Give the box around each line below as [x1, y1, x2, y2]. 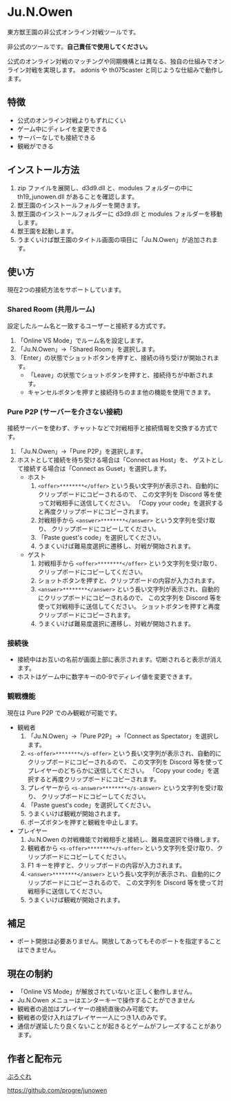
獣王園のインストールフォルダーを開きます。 [17, 201, 144, 209]
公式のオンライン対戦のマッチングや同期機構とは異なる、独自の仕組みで [7, 57, 212, 65]
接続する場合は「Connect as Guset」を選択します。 [23, 464, 171, 472]
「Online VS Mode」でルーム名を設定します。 [17, 336, 148, 345]
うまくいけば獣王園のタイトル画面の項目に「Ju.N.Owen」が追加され [17, 235, 212, 243]
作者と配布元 [7, 1053, 62, 1064]
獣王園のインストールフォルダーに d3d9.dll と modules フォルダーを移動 [17, 210, 223, 218]
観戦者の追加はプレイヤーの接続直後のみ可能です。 [17, 1004, 162, 1013]
